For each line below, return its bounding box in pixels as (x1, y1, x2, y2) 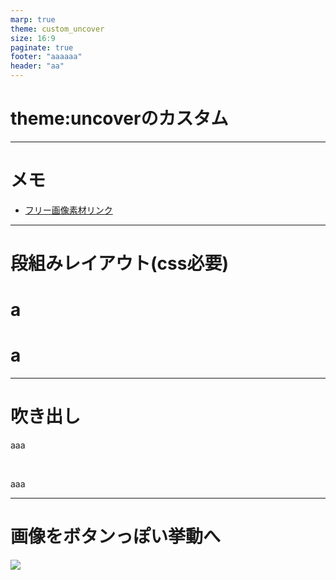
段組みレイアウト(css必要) (10, 252, 229, 275)
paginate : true (10, 42, 74, 53)
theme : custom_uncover (10, 24, 105, 34)
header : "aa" (10, 61, 65, 71)
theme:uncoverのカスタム (10, 107, 229, 130)
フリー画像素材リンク (24, 204, 113, 216)
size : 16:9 (10, 33, 56, 43)
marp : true (10, 14, 56, 25)
